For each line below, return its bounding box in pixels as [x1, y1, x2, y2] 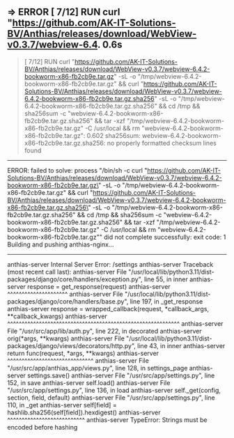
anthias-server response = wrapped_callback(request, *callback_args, [7, 304, 210, 313]
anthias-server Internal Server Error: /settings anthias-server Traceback [7, 260, 214, 268]
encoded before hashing [7, 423, 78, 431]
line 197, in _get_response [130, 297, 203, 306]
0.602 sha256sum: [86, 131, 141, 139]
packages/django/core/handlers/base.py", [7, 297, 129, 306]
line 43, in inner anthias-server [136, 341, 226, 350]
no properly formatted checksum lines [107, 139, 217, 147]
